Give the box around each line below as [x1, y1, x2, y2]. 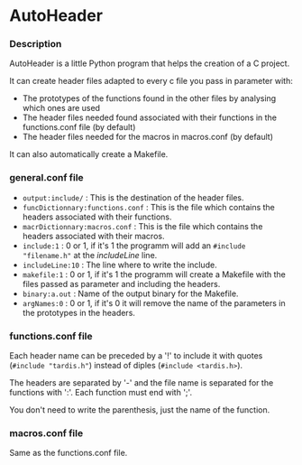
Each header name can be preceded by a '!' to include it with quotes [9, 350, 263, 361]
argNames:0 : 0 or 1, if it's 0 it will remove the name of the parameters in [22, 297, 286, 308]
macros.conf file [9, 427, 84, 439]
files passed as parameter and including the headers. [22, 278, 221, 289]
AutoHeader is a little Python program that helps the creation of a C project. [9, 58, 290, 69]
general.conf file [9, 172, 84, 184]
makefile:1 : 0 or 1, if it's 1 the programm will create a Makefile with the [22, 268, 286, 280]
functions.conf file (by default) [22, 122, 136, 133]
